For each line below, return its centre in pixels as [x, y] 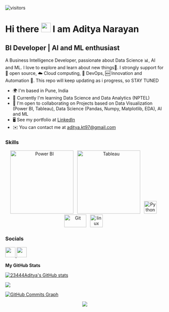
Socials [14, 239]
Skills [12, 142]
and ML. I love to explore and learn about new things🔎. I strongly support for [84, 68]
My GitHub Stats [23, 265]
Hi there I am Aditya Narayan [72, 29]
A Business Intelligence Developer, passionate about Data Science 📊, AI [80, 60]
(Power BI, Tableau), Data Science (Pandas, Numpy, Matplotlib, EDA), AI [87, 108]
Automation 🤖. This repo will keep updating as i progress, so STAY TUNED [82, 80]
